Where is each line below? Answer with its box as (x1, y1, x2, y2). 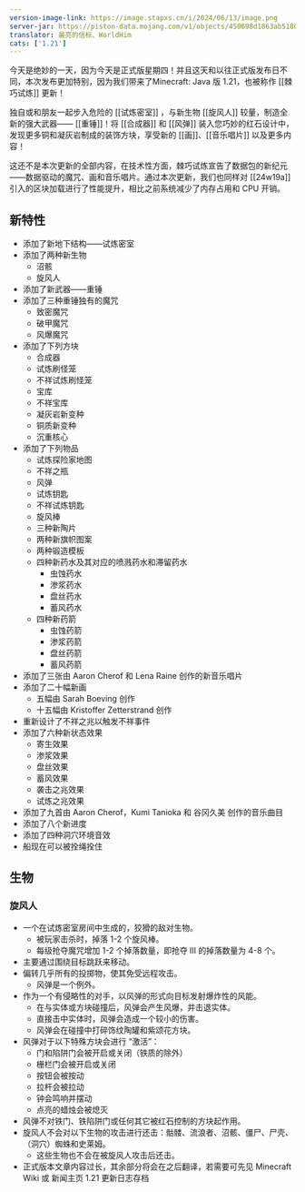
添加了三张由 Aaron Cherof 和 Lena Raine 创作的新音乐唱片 (22, 671, 243, 682)
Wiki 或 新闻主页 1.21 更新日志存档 (22, 1172, 150, 1183)
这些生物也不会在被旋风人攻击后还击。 (35, 1149, 180, 1160)
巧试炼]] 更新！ (9, 87, 66, 98)
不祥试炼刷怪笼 (35, 375, 93, 386)
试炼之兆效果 (35, 795, 84, 806)
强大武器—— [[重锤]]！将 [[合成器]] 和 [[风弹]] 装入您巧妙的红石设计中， (25, 118, 294, 129)
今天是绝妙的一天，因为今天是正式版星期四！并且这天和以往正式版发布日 (9, 65, 280, 76)
